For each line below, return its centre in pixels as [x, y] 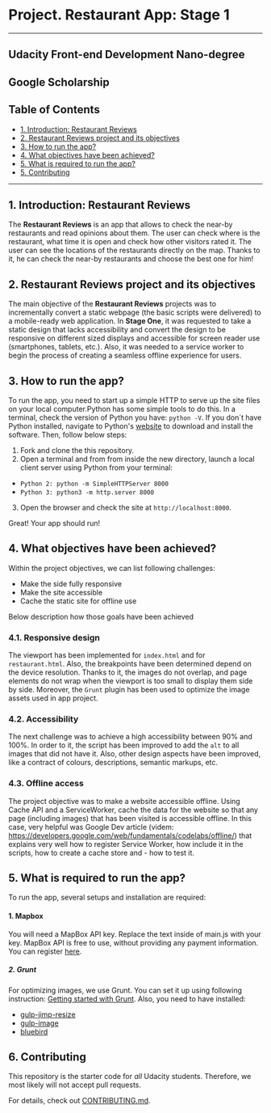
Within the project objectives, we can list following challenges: [112, 568]
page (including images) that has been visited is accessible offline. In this [130, 818]
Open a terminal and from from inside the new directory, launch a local [138, 459]
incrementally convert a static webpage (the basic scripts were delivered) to [135, 312]
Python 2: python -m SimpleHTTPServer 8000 [94, 484]
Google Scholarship [59, 82]
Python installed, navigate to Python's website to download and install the [131, 425]
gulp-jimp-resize [48, 1014]
